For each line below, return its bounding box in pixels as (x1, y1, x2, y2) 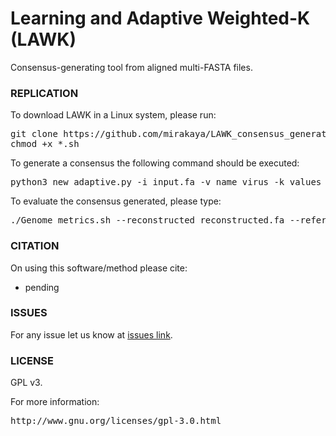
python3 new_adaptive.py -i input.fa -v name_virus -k (10, 177, 285, 188)
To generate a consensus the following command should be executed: (10, 157, 300, 169)
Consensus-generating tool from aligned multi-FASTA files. (10, 61, 253, 73)
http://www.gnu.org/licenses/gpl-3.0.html (10, 415, 222, 427)
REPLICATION (10, 86, 79, 100)
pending (24, 281, 60, 293)
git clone (10, 128, 58, 140)
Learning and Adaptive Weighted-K (10, 7, 311, 30)
